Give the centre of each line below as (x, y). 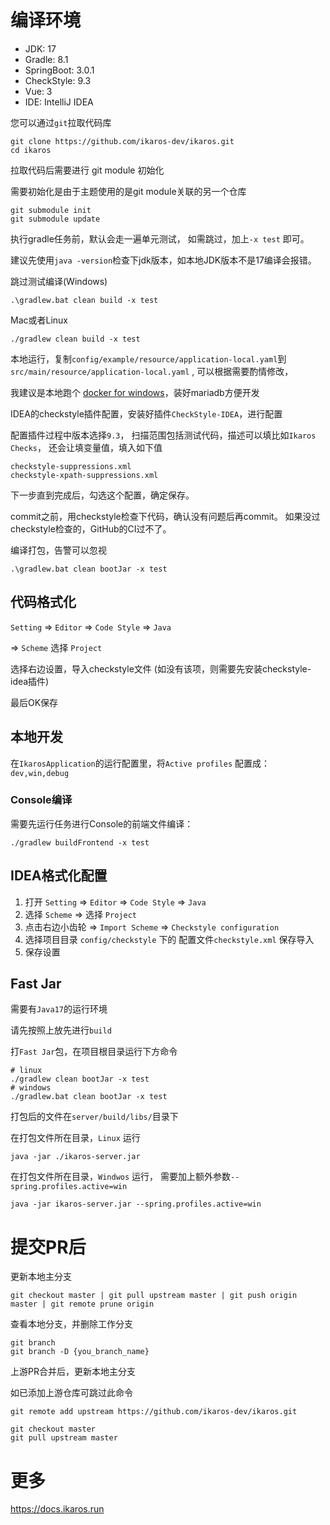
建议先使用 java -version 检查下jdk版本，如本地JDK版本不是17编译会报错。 (163, 260)
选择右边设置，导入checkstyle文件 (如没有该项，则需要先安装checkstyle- (161, 668)
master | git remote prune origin (82, 1304)
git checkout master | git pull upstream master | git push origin (154, 1296)
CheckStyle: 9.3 (58, 80)
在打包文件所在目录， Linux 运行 (75, 1138)
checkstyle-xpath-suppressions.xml (84, 475)
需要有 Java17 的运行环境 (59, 1009)
